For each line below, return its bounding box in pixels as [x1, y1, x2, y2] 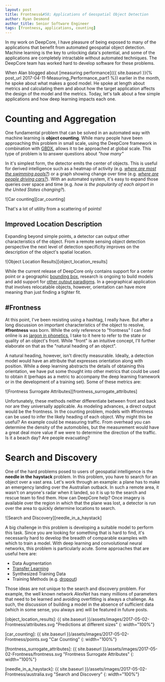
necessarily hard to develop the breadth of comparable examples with [5, 535, 148, 541]
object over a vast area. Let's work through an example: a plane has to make [5, 479, 160, 485]
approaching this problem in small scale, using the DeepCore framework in [5, 140, 157, 146]
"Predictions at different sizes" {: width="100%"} [56, 621, 155, 627]
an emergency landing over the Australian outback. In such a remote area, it [5, 484, 159, 490]
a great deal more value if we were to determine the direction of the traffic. [5, 429, 157, 435]
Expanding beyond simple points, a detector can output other [5, 233, 130, 239]
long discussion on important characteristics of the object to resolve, [5, 322, 145, 328]
